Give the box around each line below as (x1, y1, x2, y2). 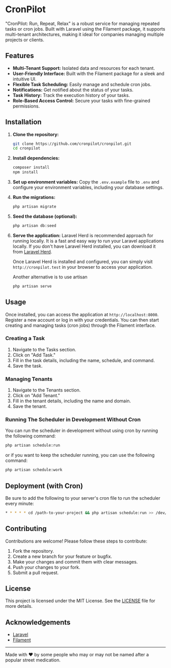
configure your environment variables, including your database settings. (12, 185, 164, 191)
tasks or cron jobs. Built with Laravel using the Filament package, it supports (5, 25, 165, 32)
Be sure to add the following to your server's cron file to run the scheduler (5, 495, 161, 501)
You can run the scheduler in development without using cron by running (5, 427, 158, 434)
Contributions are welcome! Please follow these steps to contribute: (5, 538, 148, 544)
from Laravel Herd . (12, 248, 52, 254)
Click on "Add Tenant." (12, 393, 60, 399)
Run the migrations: (12, 194, 56, 200)
